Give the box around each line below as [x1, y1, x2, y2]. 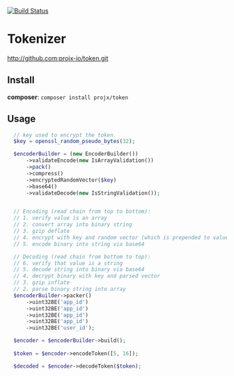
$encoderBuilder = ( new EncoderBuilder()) [13, 151, 139, 158]
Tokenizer [7, 31, 66, 47]
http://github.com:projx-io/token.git [7, 54, 109, 62]
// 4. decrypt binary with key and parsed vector [13, 273, 160, 280]
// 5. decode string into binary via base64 [13, 266, 145, 273]
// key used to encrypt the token [13, 131, 114, 139]
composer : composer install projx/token [7, 93, 129, 101]
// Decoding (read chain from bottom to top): [13, 253, 151, 260]
